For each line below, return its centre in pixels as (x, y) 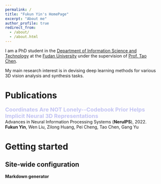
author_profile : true (27, 23)
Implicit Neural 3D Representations (52, 116)
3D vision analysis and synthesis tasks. (45, 76)
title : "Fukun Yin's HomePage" (37, 14)
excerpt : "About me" (26, 19)
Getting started (37, 146)
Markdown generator (27, 176)
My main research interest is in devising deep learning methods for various (80, 70)
